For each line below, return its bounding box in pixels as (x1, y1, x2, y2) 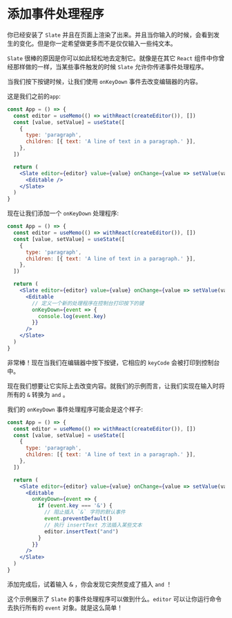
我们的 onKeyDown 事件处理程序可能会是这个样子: (7, 405, 144, 413)
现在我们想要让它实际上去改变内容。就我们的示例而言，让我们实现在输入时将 (7, 382, 225, 390)
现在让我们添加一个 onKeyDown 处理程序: (7, 209, 119, 218)
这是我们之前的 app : (7, 91, 61, 100)
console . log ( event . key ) (37, 312, 107, 319)
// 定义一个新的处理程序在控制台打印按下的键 (32, 299, 144, 307)
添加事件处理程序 (7, 6, 105, 22)
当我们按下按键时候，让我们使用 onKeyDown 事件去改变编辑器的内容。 (7, 77, 202, 85)
